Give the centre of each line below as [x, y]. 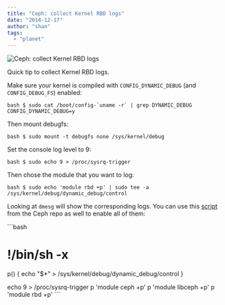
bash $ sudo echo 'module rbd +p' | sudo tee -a [78, 188]
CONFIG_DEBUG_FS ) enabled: [45, 93]
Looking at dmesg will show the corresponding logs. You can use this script [112, 207]
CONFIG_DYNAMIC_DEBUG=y [41, 112]
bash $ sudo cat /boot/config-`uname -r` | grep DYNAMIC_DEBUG [100, 105]
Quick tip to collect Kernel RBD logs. [58, 72]
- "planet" [29, 39]
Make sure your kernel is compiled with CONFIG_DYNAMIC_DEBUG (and [102, 85]
